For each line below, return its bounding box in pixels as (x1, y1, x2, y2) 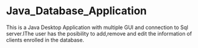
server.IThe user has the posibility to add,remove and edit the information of (6, 30, 192, 37)
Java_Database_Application (6, 4, 147, 18)
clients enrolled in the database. (6, 36, 84, 43)
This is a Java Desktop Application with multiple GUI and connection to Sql (6, 24, 189, 31)
